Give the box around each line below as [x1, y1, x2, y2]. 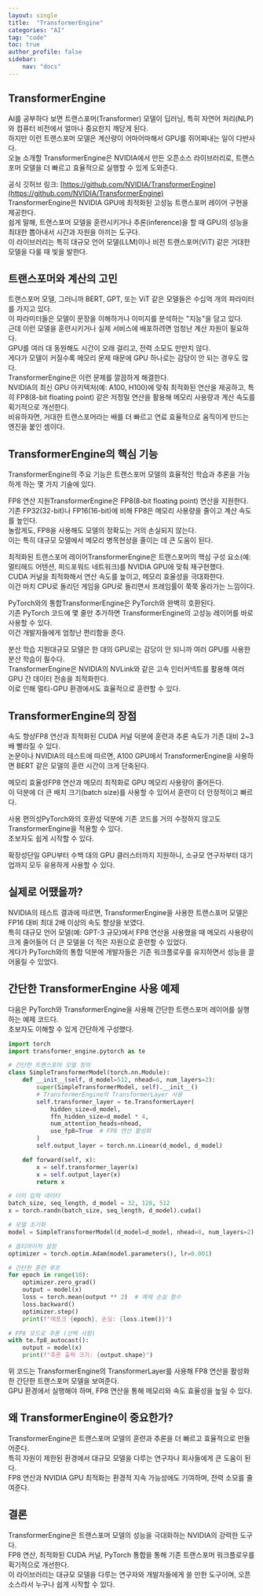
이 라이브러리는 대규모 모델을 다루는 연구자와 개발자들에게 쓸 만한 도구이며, [8, 1569, 237, 1579]
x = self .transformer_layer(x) [36, 1163, 139, 1171]
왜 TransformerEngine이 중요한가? [8, 1411, 174, 1425]
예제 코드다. [22, 1014, 59, 1024]
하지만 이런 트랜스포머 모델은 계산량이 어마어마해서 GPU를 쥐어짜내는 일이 [8, 133, 235, 142]
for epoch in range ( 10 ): [8, 1271, 89, 1279]
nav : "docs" [22, 63, 61, 71]
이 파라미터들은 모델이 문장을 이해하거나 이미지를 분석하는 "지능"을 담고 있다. [8, 314, 243, 323]
